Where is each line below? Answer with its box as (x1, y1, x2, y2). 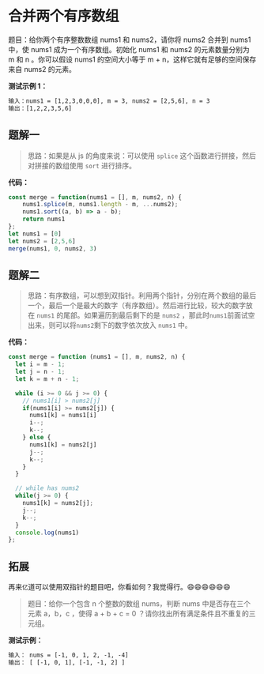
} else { (22, 434, 51, 442)
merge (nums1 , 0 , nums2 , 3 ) (8, 244, 97, 253)
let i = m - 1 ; (15, 360, 66, 368)
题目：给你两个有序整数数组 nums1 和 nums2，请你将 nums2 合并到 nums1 (8, 35, 251, 44)
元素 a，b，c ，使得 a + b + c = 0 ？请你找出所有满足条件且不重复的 (27, 609, 249, 619)
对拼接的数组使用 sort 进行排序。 (27, 160, 137, 170)
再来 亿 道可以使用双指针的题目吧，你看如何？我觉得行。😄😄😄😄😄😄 (8, 582, 231, 592)
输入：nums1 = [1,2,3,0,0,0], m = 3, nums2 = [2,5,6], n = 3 (8, 96, 210, 105)
